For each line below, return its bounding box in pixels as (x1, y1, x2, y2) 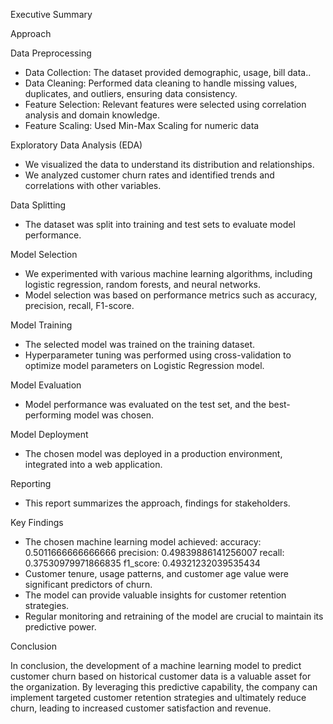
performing (24, 409, 72, 421)
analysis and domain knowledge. (24, 109, 161, 121)
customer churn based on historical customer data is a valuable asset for (10, 670, 312, 682)
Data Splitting (10, 199, 67, 211)
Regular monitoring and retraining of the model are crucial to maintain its (24, 610, 324, 622)
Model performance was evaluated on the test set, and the (24, 399, 267, 410)
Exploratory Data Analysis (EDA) (10, 139, 143, 151)
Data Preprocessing (10, 47, 92, 59)
